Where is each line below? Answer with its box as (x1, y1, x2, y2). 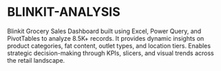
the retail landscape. (7, 56, 65, 64)
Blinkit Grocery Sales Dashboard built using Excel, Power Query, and (7, 27, 202, 35)
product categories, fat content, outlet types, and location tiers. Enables (7, 41, 211, 50)
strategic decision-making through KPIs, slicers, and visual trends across (7, 49, 215, 57)
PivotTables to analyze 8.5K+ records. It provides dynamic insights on (7, 34, 204, 42)
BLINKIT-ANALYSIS (7, 4, 120, 20)
